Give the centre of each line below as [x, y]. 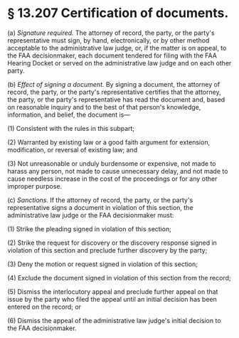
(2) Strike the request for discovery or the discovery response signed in [112, 243]
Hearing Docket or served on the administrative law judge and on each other [119, 63]
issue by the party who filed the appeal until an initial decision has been [112, 299]
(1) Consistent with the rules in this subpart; [71, 128]
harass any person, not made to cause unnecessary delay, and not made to [118, 171]
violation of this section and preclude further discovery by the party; [107, 250]
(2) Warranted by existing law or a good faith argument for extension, [109, 142]
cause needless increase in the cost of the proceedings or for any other [112, 179]
